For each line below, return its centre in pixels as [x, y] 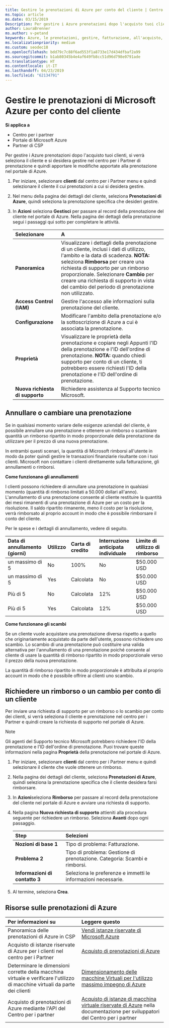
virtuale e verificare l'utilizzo [41, 978]
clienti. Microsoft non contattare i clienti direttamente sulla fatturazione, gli [82, 462]
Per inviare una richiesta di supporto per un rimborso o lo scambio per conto [84, 711]
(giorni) [17, 553]
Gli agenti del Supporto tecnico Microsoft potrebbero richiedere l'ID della [80, 742]
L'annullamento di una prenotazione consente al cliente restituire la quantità [83, 497]
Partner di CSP [28, 145]
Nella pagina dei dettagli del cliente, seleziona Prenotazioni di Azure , [84, 777]
